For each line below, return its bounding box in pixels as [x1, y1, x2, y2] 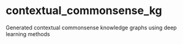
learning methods [6, 30, 50, 37]
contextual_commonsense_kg [6, 4, 163, 18]
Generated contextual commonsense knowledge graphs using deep [6, 24, 177, 31]
